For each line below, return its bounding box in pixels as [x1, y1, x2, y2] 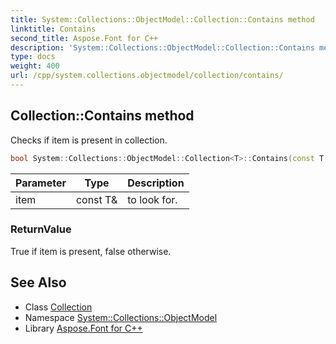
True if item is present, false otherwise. [10, 245, 172, 257]
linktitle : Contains [10, 24, 97, 34]
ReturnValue [10, 222, 72, 236]
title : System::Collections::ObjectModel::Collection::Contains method [10, 14, 315, 25]
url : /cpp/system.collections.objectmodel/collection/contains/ [10, 71, 284, 81]
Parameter [15, 176, 67, 190]
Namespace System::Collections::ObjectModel [24, 311, 218, 323]
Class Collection [24, 301, 93, 313]
